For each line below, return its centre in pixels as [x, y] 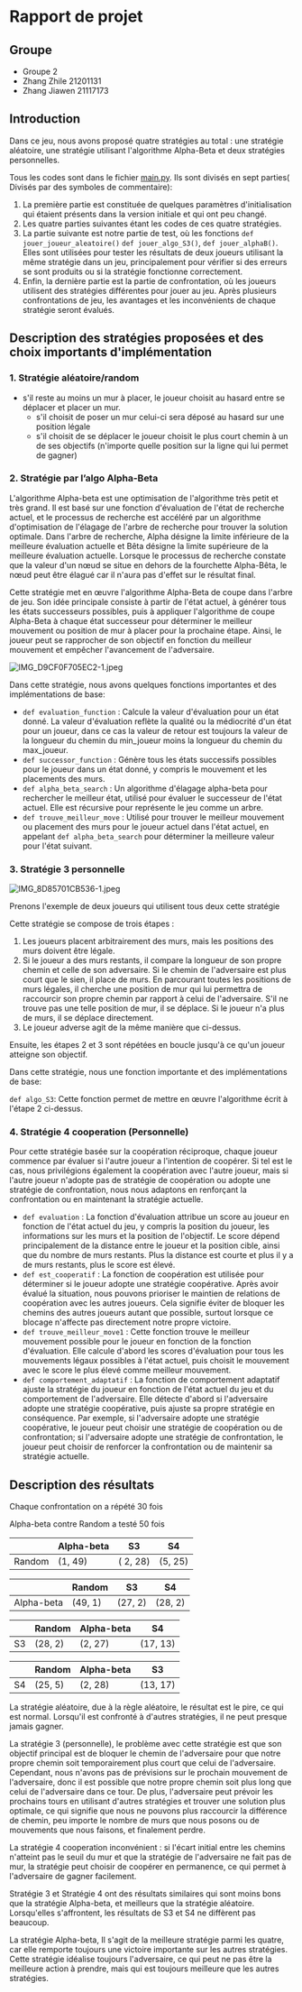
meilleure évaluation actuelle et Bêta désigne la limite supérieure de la [139, 546]
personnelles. [35, 160]
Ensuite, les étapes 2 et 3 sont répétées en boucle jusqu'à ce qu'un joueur [147, 1045]
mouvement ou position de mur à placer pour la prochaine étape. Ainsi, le [146, 630]
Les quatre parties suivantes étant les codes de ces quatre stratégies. [152, 224]
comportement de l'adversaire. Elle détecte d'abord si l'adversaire [145, 1399]
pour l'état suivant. [57, 846]
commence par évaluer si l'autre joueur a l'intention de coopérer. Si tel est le [151, 1161]
